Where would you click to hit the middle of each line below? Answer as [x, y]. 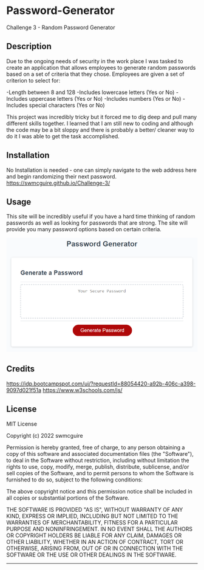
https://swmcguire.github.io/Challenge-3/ [58, 183]
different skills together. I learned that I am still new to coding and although [100, 123]
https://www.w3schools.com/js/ [82, 390]
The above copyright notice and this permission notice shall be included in [99, 491]
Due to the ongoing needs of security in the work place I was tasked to [95, 61]
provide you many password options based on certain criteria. [84, 229]
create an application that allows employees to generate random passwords [101, 67]
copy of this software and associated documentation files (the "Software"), [100, 453]
